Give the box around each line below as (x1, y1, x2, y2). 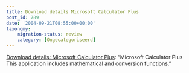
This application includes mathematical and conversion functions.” (6, 60, 172, 67)
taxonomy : (6, 25, 31, 32)
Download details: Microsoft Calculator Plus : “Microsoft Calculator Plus (6, 54, 183, 60)
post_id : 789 (6, 14, 39, 21)
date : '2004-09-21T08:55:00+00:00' (6, 20, 96, 26)
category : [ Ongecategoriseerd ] (17, 37, 96, 43)
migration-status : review (17, 31, 83, 37)
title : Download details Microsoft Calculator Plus (6, 8, 139, 15)
